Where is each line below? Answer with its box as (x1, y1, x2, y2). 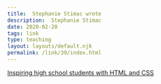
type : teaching (7, 36, 52, 43)
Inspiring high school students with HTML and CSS (7, 68, 154, 77)
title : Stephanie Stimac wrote (7, 10, 101, 17)
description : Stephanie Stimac (7, 17, 101, 24)
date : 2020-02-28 (7, 23, 58, 30)
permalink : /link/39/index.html (7, 50, 101, 57)
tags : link (7, 29, 39, 37)
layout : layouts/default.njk (7, 43, 92, 50)
